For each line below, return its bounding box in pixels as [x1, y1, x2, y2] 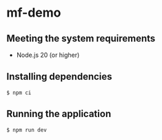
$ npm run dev [6, 126, 48, 133]
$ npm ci [6, 89, 32, 96]
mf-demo [6, 5, 61, 21]
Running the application [6, 108, 112, 120]
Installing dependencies [6, 71, 112, 82]
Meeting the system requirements [6, 33, 156, 44]
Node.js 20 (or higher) [16, 51, 80, 59]
